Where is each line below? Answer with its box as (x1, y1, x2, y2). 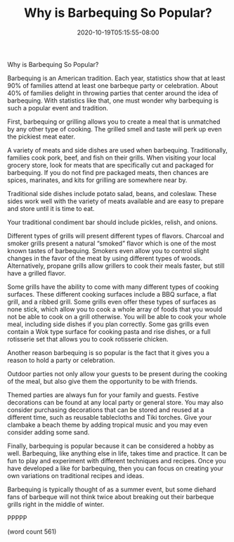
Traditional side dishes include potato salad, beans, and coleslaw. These (7, 189, 217, 198)
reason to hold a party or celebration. (7, 356, 115, 364)
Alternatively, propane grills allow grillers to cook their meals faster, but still (7, 262, 225, 270)
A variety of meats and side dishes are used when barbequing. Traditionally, (7, 146, 228, 154)
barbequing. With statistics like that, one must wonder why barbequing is (7, 96, 219, 105)
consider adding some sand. (7, 427, 90, 437)
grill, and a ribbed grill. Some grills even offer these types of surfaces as (7, 297, 216, 306)
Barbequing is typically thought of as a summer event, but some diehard (7, 485, 216, 493)
